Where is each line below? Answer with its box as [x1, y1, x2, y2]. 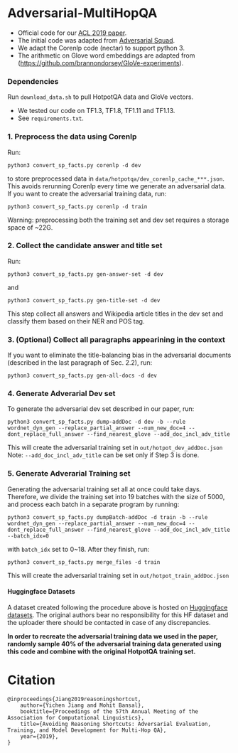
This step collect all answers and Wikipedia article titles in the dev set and [7, 309, 224, 318]
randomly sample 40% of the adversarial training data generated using [7, 639, 222, 648]
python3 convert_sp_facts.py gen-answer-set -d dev [7, 270, 163, 278]
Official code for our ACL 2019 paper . [17, 28, 127, 37]
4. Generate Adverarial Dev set [7, 389, 116, 399]
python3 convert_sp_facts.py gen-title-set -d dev [7, 297, 161, 304]
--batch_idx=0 [7, 532, 50, 540]
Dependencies [7, 76, 59, 86]
